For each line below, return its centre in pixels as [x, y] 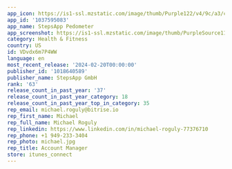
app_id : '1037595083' [38, 20]
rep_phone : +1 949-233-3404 [48, 135]
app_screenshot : [30, 33]
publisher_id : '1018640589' [48, 71]
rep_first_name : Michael [43, 116]
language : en [26, 59]
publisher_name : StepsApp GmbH [52, 78]
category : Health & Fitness [48, 39]
